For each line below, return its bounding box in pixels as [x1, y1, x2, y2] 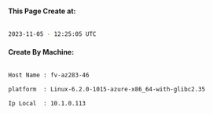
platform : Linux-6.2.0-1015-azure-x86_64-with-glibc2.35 [8, 86, 206, 94]
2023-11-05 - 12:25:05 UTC [8, 30, 97, 38]
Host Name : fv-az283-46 [8, 71, 90, 80]
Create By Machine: [8, 47, 75, 56]
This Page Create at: [8, 6, 76, 16]
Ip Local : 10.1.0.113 [8, 100, 86, 108]
